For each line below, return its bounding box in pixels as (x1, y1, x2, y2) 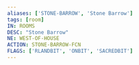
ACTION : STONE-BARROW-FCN (7, 41, 81, 48)
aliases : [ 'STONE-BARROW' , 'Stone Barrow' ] (7, 9, 134, 17)
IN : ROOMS (7, 22, 36, 29)
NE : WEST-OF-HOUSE (7, 35, 60, 42)
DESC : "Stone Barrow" (7, 28, 69, 36)
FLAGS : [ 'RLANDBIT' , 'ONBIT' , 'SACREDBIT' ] (7, 48, 134, 55)
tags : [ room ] (7, 16, 45, 23)
